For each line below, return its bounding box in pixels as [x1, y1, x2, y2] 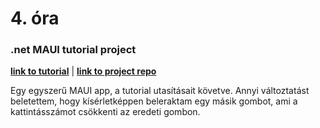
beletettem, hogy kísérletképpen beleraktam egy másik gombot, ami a [10, 95, 298, 107]
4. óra [10, 7, 60, 30]
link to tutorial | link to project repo [10, 65, 157, 77]
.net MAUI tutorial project [10, 43, 137, 57]
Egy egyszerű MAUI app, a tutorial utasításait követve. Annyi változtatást [10, 85, 310, 97]
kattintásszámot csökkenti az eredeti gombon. [10, 106, 201, 118]
